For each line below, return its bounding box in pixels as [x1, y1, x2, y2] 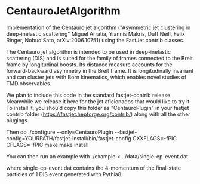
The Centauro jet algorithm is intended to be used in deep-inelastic [6, 48, 171, 55]
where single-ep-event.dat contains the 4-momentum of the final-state [6, 164, 181, 171]
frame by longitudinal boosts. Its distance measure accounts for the [6, 61, 173, 68]
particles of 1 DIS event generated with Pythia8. [6, 170, 123, 177]
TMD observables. [6, 79, 52, 87]
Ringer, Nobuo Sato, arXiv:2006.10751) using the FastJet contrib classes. [6, 36, 185, 44]
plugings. [6, 116, 29, 124]
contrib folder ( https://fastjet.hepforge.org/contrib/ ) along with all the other [6, 111, 190, 118]
